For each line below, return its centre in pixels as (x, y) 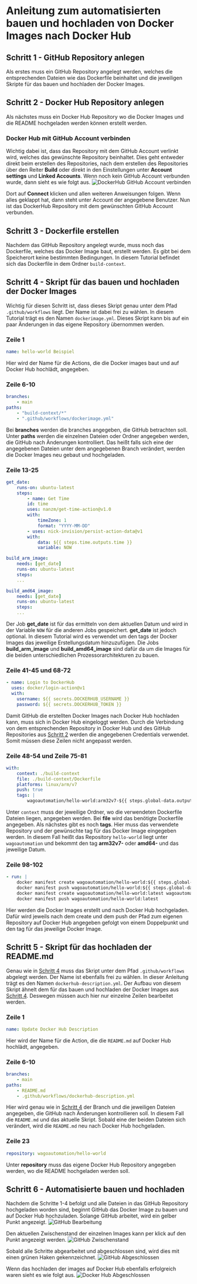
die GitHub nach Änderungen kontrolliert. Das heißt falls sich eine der (90, 442)
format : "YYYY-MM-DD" (64, 526)
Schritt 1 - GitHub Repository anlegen (75, 57)
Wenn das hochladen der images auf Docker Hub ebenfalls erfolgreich (91, 1269)
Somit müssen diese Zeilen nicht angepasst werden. (69, 740)
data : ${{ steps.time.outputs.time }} (85, 542)
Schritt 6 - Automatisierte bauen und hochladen (95, 1189)
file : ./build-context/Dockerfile (59, 779)
